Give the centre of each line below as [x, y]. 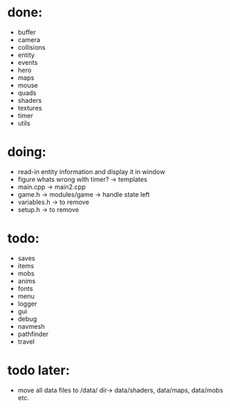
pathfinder [33, 334]
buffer [27, 32]
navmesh [31, 326]
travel [26, 341]
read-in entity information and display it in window [91, 171]
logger [27, 303]
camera [29, 39]
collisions [32, 47]
